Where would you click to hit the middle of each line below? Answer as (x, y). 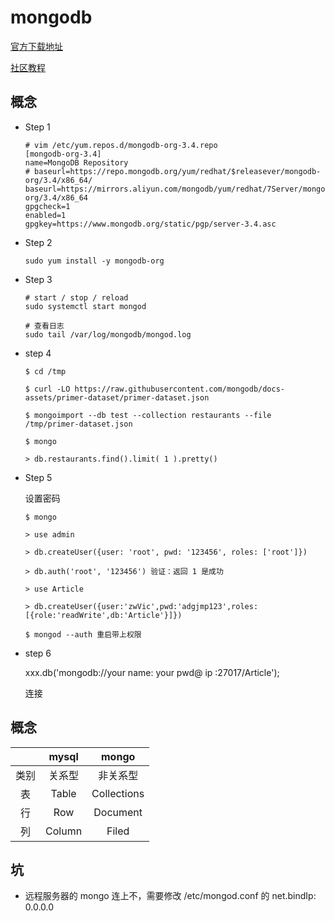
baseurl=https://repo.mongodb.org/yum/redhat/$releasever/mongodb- (178, 171)
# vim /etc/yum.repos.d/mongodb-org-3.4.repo (121, 145)
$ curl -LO (47, 389)
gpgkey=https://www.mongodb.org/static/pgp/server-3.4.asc (150, 224)
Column (64, 831)
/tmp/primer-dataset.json (78, 424)
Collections (118, 793)
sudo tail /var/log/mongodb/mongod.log (108, 334)
